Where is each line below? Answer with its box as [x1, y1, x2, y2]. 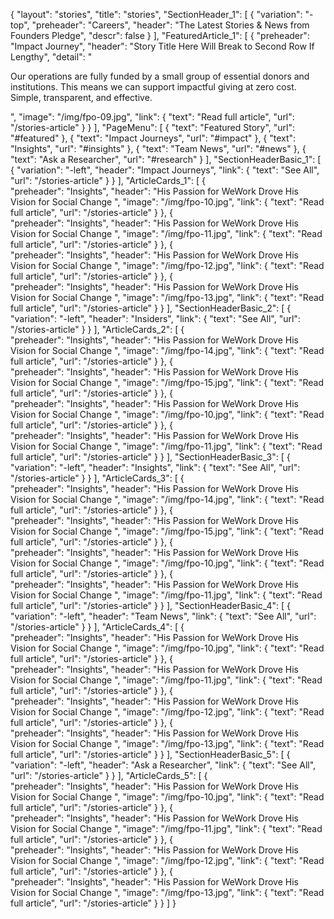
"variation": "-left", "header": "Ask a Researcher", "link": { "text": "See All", [10, 759, 317, 771]
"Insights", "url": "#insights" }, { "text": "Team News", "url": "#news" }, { [10, 143, 307, 154]
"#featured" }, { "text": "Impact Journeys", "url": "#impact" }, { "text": [10, 132, 297, 144]
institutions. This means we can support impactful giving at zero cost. [10, 81, 297, 93]
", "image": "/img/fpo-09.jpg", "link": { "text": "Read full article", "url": [10, 111, 295, 123]
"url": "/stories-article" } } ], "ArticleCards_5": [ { [10, 770, 208, 781]
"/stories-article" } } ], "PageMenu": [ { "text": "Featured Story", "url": [10, 122, 295, 133]
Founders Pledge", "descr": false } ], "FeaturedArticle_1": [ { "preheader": [10, 30, 310, 41]
